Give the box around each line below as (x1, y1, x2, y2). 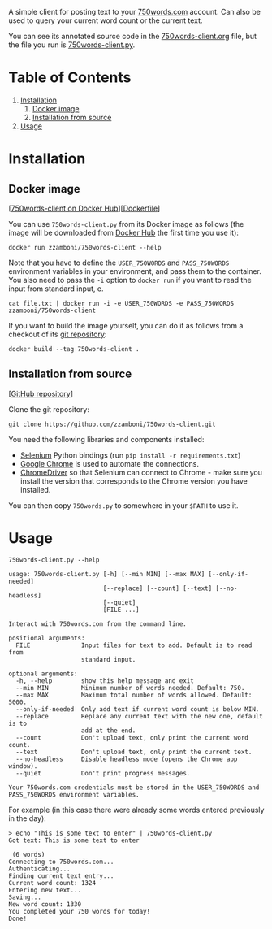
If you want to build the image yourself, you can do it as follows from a (8, 320, 244, 330)
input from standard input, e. (8, 284, 104, 293)
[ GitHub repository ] (8, 389, 73, 398)
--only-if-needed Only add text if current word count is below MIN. (15, 705, 260, 714)
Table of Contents (8, 68, 132, 87)
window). (8, 762, 38, 771)
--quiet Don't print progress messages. (15, 769, 191, 777)
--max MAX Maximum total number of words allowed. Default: (15, 691, 253, 699)
